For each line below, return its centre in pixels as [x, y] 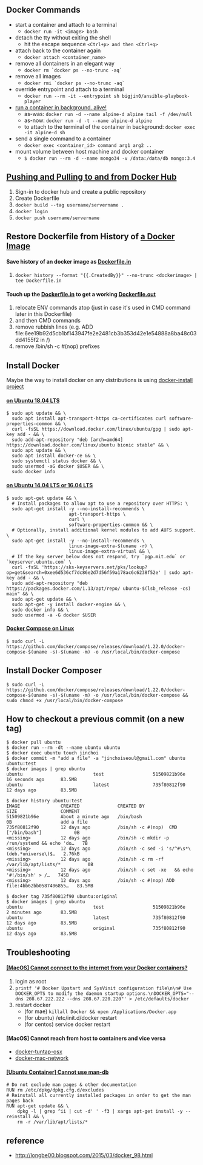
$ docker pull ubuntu [34, 743]
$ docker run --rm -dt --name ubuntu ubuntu [63, 748]
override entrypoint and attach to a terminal [69, 89]
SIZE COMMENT [43, 811]
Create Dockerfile [37, 198]
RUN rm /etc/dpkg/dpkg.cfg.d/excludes [55, 1090]
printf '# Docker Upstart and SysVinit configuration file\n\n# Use [103, 989]
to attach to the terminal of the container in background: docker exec [110, 126]
